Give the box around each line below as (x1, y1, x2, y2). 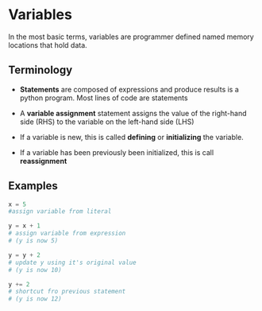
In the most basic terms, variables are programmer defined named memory (8, 32, 254, 41)
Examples (8, 179, 58, 192)
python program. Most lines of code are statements (19, 93, 188, 103)
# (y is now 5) (8, 237, 59, 245)
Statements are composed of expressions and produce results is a (19, 84, 240, 94)
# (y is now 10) (8, 266, 62, 274)
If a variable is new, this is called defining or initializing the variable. (19, 132, 244, 142)
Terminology (8, 64, 73, 77)
